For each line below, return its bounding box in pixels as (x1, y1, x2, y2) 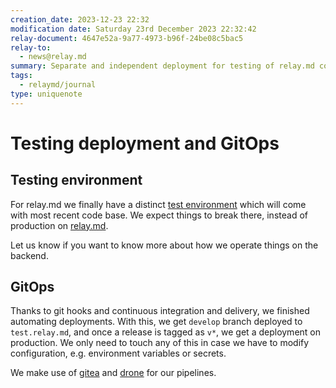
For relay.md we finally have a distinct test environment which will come (10, 198, 307, 210)
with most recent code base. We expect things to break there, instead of (10, 209, 308, 221)
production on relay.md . (10, 219, 109, 231)
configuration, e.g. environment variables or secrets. (10, 347, 227, 360)
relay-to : (10, 42, 52, 53)
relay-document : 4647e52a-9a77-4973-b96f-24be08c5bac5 (10, 33, 244, 43)
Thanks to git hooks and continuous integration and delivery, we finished (10, 305, 310, 317)
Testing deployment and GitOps (10, 132, 280, 155)
